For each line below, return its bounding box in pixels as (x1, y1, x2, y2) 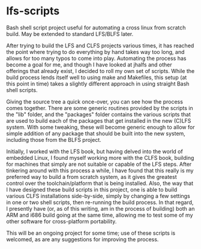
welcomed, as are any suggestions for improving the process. (6, 235, 159, 243)
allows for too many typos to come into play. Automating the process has (6, 54, 187, 62)
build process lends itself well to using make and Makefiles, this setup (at (6, 74, 187, 81)
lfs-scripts (6, 4, 60, 18)
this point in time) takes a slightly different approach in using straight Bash (6, 80, 190, 87)
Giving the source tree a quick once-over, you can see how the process (6, 98, 183, 105)
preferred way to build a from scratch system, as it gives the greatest (6, 173, 177, 180)
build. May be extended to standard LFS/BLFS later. (6, 30, 134, 37)
